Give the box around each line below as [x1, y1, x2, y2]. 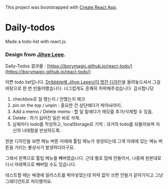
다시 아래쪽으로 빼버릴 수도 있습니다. [5, 161, 76, 167]
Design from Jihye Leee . [5, 51, 66, 58]
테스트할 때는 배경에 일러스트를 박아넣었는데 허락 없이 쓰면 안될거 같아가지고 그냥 [5, 172, 163, 178]
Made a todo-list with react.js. [5, 38, 67, 44]
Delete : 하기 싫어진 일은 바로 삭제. [12, 115, 81, 121]
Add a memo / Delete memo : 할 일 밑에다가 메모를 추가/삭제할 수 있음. [12, 109, 153, 115]
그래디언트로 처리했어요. [5, 178, 53, 184]
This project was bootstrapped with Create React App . [5, 5, 118, 10]
